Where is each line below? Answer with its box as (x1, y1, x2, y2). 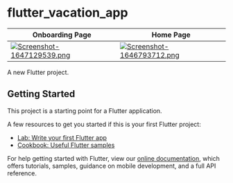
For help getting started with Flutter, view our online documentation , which (7, 154, 221, 162)
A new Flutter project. (7, 68, 69, 76)
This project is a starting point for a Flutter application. (7, 106, 162, 115)
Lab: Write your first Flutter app (17, 133, 107, 141)
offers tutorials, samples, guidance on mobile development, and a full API (7, 162, 216, 170)
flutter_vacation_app (7, 5, 128, 21)
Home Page (151, 30, 191, 40)
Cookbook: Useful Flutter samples (17, 141, 115, 149)
